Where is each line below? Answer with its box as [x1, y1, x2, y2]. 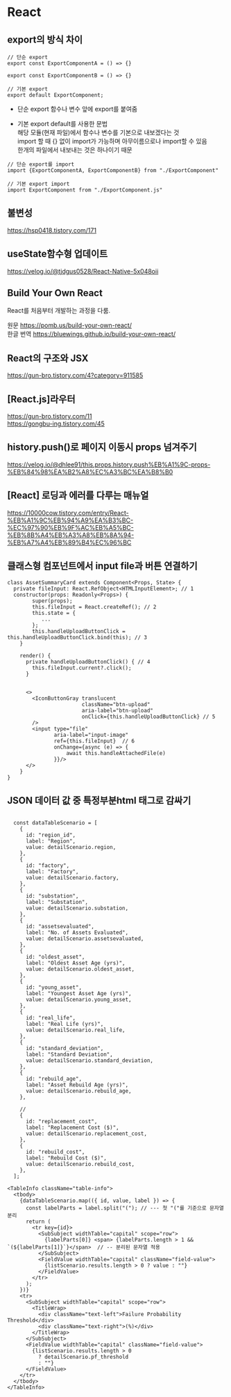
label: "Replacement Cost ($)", [25, 1124, 119, 1132]
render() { [19, 652, 51, 659]
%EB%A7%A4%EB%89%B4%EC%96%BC [7, 538, 132, 547]
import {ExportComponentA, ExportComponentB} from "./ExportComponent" [7, 167, 219, 174]
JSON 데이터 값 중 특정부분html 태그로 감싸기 [7, 795, 191, 806]
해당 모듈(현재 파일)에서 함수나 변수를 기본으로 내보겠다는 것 [17, 128, 180, 136]
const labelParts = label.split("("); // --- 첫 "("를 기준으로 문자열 [25, 1205, 224, 1212]
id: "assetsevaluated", [25, 923, 95, 930]
